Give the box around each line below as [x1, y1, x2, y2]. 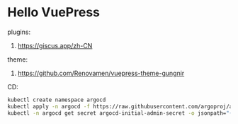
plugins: [7, 28, 30, 36]
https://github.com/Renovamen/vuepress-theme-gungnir [17, 69, 185, 77]
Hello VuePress [7, 4, 101, 21]
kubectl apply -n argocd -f [7, 103, 91, 110]
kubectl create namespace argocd [7, 96, 106, 103]
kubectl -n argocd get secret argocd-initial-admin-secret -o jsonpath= [7, 109, 227, 117]
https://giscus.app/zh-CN [17, 41, 93, 50]
